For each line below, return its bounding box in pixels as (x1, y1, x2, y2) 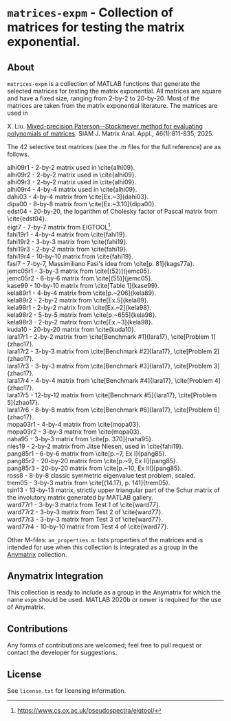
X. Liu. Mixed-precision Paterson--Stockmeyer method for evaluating (7, 122, 203, 130)
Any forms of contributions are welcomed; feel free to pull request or (7, 641, 202, 650)
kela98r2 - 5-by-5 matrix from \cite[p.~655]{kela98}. (7, 311, 157, 319)
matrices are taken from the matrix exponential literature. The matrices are (7, 102, 218, 109)
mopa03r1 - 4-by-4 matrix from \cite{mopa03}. (7, 420, 141, 428)
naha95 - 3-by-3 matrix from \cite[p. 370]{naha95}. (7, 434, 153, 443)
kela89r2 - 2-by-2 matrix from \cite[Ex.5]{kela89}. (7, 296, 149, 304)
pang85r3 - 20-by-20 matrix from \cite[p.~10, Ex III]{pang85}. (7, 464, 182, 472)
